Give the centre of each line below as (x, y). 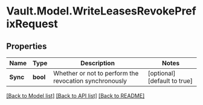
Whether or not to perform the (96, 73)
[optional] (162, 73)
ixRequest (32, 24)
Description (98, 63)
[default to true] (170, 81)
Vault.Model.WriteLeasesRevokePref (101, 11)
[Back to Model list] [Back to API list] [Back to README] (76, 96)
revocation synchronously (90, 81)
